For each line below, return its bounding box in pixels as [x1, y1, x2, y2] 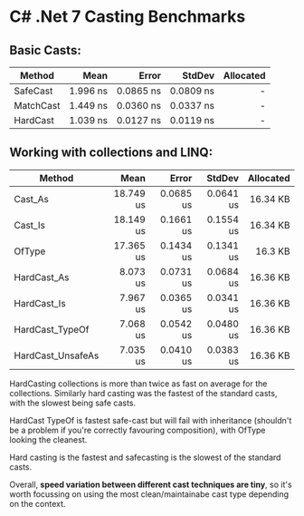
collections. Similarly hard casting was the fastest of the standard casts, [9, 387, 278, 398]
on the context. [9, 498, 66, 509]
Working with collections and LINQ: [9, 145, 214, 161]
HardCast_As [14, 270, 70, 283]
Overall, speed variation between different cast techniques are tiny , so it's [9, 479, 292, 490]
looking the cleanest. [9, 433, 88, 445]
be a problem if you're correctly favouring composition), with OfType [9, 424, 266, 435]
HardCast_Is [14, 297, 66, 309]
